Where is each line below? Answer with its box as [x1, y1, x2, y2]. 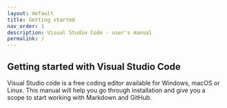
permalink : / [7, 36, 45, 42]
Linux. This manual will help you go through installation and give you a [7, 86, 206, 94]
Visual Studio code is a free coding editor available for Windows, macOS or [7, 79, 220, 87]
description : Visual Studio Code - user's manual [7, 29, 153, 36]
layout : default [7, 10, 54, 17]
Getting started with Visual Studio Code [7, 61, 181, 72]
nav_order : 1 [7, 23, 45, 29]
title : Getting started [7, 16, 76, 23]
